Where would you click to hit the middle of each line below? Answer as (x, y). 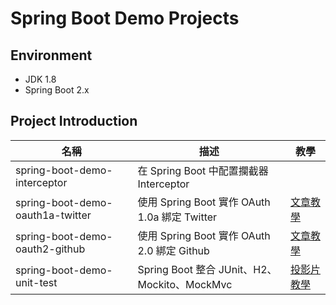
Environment (51, 55)
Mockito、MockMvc (185, 284)
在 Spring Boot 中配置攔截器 (203, 170)
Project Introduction (74, 121)
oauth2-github (50, 249)
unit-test (36, 282)
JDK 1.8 (40, 79)
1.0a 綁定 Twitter (177, 217)
